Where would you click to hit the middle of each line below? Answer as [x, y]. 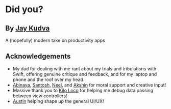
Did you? [24, 9]
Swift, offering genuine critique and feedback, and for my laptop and [85, 74]
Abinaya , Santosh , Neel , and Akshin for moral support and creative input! [89, 85]
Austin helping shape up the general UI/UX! [58, 101]
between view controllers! [40, 96]
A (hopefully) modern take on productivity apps [55, 40]
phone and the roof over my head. [48, 79]
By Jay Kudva [28, 28]
